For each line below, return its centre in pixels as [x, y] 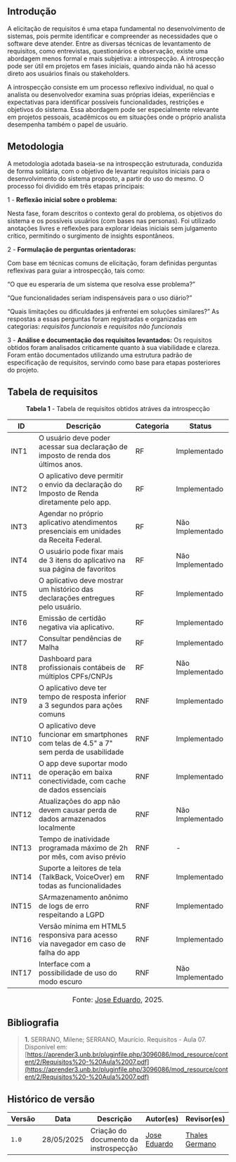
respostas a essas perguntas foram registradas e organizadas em [102, 319]
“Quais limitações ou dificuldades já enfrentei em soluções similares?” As [113, 311]
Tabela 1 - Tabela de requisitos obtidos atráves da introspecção [118, 409]
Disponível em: [46, 1047]
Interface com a [65, 964]
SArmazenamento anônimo [83, 897]
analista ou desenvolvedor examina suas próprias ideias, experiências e [111, 94]
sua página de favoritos [77, 569]
